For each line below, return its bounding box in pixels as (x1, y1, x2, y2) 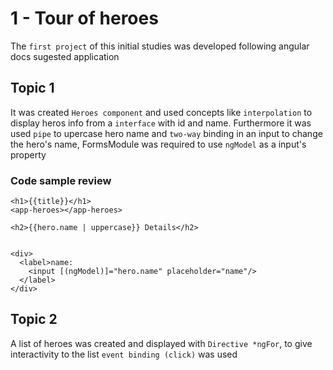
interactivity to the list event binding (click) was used (10, 348, 238, 360)
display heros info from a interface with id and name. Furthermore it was (10, 117, 312, 129)
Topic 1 (10, 80, 55, 97)
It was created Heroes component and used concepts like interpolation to (10, 106, 313, 118)
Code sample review (10, 173, 112, 187)
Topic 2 (10, 311, 58, 328)
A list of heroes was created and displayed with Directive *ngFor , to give (10, 337, 313, 349)
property (10, 148, 47, 161)
